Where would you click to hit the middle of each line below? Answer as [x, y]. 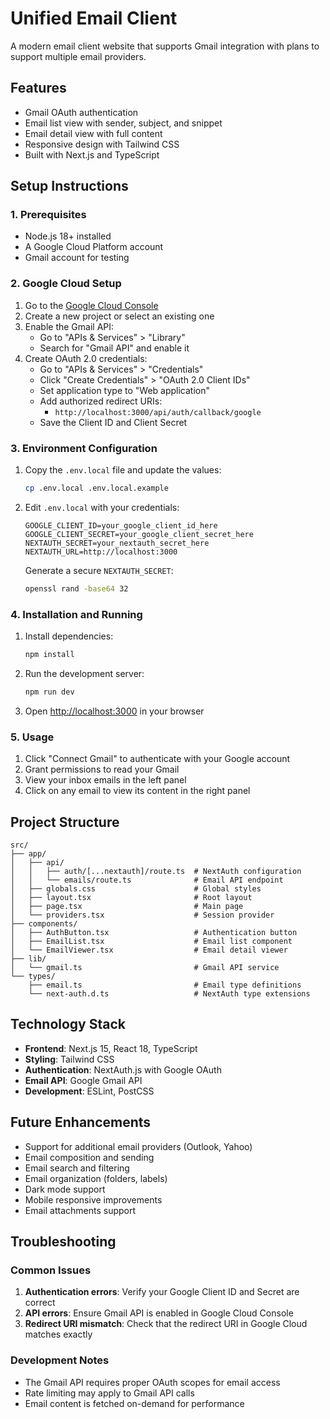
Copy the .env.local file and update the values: [123, 470]
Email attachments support [80, 1210]
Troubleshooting [63, 1241]
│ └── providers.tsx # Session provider [142, 915]
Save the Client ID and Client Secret [113, 422]
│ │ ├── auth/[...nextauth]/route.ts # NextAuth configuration [156, 871]
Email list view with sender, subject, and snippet [123, 123]
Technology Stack [68, 1024]
